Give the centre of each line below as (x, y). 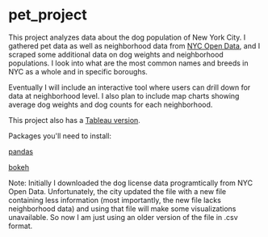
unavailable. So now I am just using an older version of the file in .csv (123, 217)
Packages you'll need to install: (60, 136)
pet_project (48, 15)
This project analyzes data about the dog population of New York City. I (127, 37)
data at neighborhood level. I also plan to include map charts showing (124, 95)
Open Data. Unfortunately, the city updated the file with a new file (117, 191)
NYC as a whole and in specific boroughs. (78, 71)
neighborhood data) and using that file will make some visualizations (122, 209)
